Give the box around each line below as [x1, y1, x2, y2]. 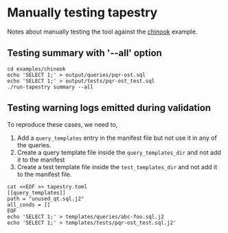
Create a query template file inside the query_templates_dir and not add [16, 148, 222, 156]
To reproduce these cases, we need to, [7, 120, 118, 128]
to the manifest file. [16, 170, 72, 178]
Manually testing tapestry [7, 5, 158, 21]
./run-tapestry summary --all [7, 84, 94, 90]
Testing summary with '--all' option [7, 47, 163, 59]
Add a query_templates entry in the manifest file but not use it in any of [16, 134, 218, 142]
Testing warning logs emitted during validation [7, 102, 212, 114]
